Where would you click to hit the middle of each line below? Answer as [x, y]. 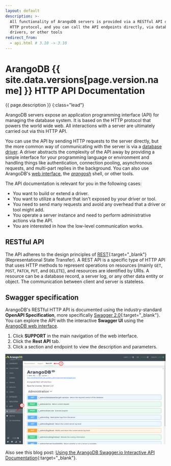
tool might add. [28, 209]
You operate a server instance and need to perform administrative [82, 215]
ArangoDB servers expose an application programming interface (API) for [82, 114]
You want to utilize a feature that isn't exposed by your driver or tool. [84, 199]
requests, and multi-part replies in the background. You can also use [77, 168]
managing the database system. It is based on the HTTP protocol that [78, 120]
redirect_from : [21, 38]
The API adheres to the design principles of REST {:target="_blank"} [76, 254]
